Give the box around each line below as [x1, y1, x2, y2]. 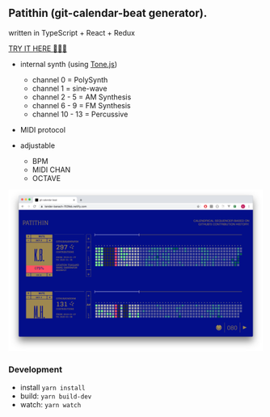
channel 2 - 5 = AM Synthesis [32, 92, 132, 102]
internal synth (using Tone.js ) [19, 59, 118, 69]
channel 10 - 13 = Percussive [32, 109, 129, 119]
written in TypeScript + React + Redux [8, 27, 136, 37]
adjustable [19, 141, 55, 150]
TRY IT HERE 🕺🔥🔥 [8, 44, 67, 53]
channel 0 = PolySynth [32, 74, 108, 84]
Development [8, 364, 63, 375]
